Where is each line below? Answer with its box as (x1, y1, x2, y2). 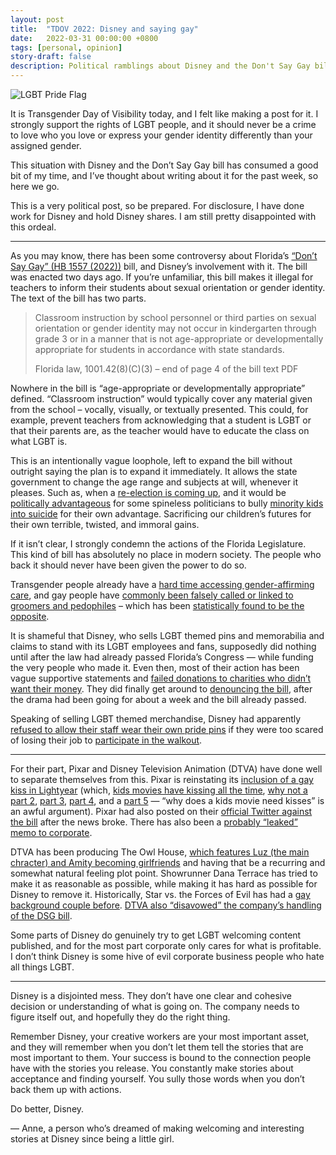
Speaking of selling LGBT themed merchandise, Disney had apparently (10, 713, 302, 725)
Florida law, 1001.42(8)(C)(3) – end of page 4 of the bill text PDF (34, 363, 299, 375)
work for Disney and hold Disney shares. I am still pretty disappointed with (10, 211, 317, 222)
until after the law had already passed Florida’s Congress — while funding (10, 651, 314, 663)
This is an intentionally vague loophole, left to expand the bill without (10, 455, 293, 466)
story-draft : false (10, 52, 92, 62)
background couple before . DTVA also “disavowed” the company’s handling (10, 899, 322, 911)
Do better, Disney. (10, 1103, 85, 1115)
